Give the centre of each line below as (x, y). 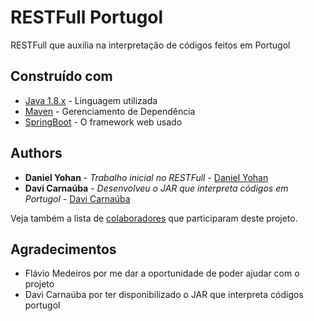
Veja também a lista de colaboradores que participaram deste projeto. (154, 218)
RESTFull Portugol (87, 17)
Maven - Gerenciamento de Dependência (110, 111)
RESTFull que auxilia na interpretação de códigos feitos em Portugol (150, 45)
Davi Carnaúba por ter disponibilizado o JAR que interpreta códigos (164, 295)
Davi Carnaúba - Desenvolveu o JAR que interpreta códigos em (156, 188)
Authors (36, 153)
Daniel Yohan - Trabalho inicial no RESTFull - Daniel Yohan (146, 177)
